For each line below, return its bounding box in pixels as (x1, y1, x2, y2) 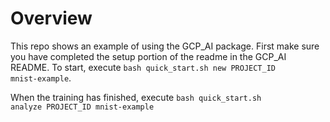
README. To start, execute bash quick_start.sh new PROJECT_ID (10, 61, 276, 73)
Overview (10, 7, 93, 30)
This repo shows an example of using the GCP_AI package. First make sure (10, 40, 320, 52)
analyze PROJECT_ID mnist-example (10, 102, 155, 112)
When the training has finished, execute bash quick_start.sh (10, 91, 262, 103)
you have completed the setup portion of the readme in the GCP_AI (10, 50, 287, 62)
